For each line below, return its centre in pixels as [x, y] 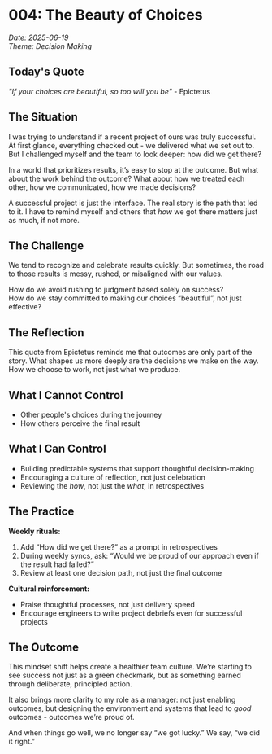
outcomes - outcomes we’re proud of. [72, 717]
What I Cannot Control [66, 395]
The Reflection [46, 333]
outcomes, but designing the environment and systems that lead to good [130, 708]
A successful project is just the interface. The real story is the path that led [133, 203]
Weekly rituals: [35, 531]
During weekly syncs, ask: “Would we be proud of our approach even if [140, 555]
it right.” [22, 742]
